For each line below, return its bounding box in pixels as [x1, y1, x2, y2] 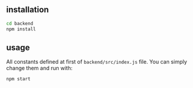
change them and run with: [6, 65, 73, 72]
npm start [6, 76, 31, 82]
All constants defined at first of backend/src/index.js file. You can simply [6, 58, 188, 65]
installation [6, 5, 49, 15]
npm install [6, 26, 36, 32]
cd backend [6, 20, 34, 26]
